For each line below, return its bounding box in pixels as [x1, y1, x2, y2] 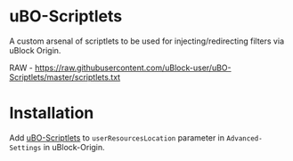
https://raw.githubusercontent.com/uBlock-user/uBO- [35, 62, 232, 73]
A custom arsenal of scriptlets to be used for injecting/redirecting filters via [9, 36, 285, 46]
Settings [9, 143, 42, 152]
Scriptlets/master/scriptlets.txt [9, 71, 121, 82]
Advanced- [226, 133, 263, 143]
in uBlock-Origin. [43, 141, 105, 152]
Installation [9, 103, 94, 124]
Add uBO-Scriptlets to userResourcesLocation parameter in [9, 132, 225, 143]
